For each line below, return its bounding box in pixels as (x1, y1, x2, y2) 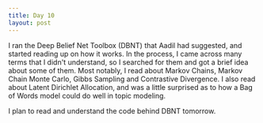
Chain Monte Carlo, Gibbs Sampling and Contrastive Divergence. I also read (8, 74, 256, 84)
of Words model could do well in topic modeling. (8, 91, 166, 100)
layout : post (8, 19, 51, 27)
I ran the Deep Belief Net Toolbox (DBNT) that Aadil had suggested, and (8, 40, 242, 50)
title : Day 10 (8, 11, 55, 20)
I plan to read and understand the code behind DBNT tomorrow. (8, 106, 216, 115)
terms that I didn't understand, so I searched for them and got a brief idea (8, 57, 249, 67)
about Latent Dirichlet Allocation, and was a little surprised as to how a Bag (8, 82, 253, 91)
